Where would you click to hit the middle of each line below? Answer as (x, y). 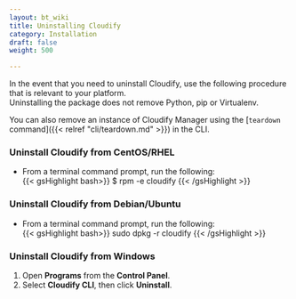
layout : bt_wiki (39, 17)
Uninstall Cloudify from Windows (82, 256)
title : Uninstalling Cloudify (65, 26)
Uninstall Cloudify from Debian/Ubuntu (95, 204)
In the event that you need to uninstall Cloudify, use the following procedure (148, 84)
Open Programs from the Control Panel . (96, 276)
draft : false (33, 42)
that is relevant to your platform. (68, 93)
